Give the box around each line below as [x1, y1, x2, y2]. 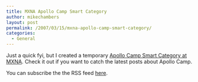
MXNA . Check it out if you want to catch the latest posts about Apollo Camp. [6, 58, 193, 65]
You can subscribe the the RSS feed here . [6, 70, 108, 76]
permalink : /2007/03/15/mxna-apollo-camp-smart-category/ [6, 25, 152, 31]
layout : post [6, 19, 38, 25]
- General [11, 36, 35, 42]
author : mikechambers [6, 14, 60, 20]
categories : [6, 30, 35, 36]
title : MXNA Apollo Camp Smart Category [6, 8, 108, 15]
